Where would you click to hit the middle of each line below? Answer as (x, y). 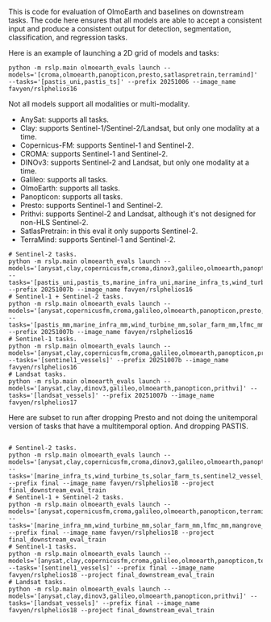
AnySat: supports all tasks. (64, 119)
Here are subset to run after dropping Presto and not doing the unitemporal (133, 417)
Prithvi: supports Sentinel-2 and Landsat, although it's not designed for (138, 214)
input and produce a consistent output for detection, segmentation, (120, 29)
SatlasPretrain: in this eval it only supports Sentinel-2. (109, 231)
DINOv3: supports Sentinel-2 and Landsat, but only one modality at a (135, 162)
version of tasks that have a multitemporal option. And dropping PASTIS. (128, 426)
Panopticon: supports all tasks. (71, 196)
